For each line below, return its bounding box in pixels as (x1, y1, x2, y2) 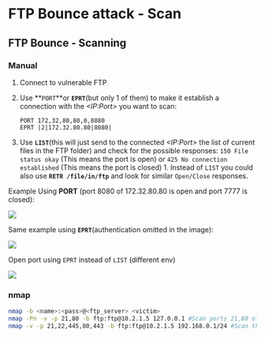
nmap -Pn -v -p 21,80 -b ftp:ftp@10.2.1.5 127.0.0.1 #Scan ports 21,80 (8, 315, 248, 323)
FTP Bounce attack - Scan (8, 5, 181, 23)
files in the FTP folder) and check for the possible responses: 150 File (19, 145, 248, 155)
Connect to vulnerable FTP (19, 77, 107, 87)
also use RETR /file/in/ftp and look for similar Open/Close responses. (19, 171, 248, 180)
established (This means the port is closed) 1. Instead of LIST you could (19, 163, 254, 172)
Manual (8, 60, 38, 71)
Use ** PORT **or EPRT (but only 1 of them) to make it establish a (19, 92, 219, 103)
